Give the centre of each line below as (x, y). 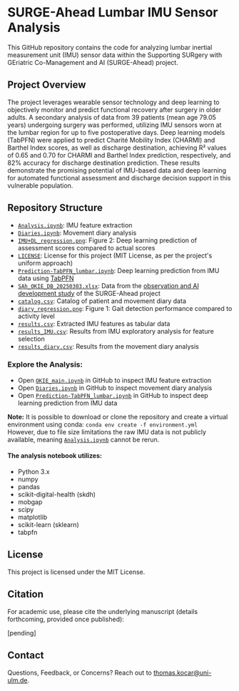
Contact (26, 656)
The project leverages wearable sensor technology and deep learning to (113, 102)
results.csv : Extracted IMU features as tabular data (94, 323)
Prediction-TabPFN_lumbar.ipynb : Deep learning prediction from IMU (118, 270)
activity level (36, 316)
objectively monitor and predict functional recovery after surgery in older (115, 109)
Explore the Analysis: (45, 364)
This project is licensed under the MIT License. (76, 572)
